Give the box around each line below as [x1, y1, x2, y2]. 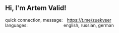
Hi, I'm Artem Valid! [5, 4, 66, 12]
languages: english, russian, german [5, 22, 114, 28]
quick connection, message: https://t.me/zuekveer [5, 17, 112, 23]
